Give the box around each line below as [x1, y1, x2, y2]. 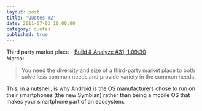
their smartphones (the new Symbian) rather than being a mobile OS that [6, 91, 190, 99]
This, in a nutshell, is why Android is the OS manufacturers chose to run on [6, 85, 195, 92]
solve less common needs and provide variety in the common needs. [21, 73, 196, 81]
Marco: [6, 55, 25, 62]
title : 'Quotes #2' [6, 15, 56, 21]
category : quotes [6, 26, 51, 32]
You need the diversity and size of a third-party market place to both [21, 66, 195, 74]
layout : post [6, 9, 40, 15]
